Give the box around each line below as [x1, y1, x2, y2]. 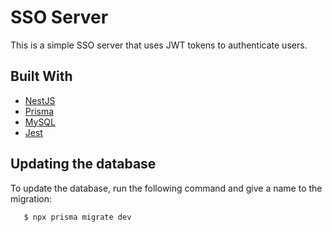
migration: [10, 192, 53, 205]
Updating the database [10, 156, 157, 173]
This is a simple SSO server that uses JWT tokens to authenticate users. [10, 39, 308, 51]
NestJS [24, 94, 56, 106]
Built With [10, 68, 73, 85]
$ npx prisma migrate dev [23, 212, 132, 222]
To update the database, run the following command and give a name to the [10, 182, 323, 194]
